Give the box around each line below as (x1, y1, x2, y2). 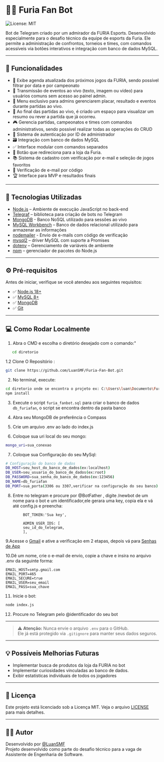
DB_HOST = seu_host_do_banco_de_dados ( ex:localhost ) (5, 466, 110, 470)
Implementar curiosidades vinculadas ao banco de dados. (12, 667, 129, 673)
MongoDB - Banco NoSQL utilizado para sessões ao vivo (12, 216, 127, 222)
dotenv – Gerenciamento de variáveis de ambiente (12, 242, 114, 248)
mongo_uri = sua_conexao (5, 443, 52, 447)
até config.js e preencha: (12, 503, 63, 508)
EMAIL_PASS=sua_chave (5, 584, 50, 589)
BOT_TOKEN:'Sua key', (23, 512, 67, 517)
